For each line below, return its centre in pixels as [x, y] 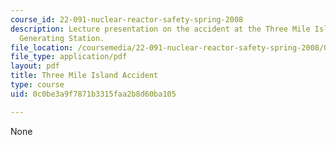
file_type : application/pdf [69, 57]
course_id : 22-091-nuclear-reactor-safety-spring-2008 [127, 19]
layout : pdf [35, 66]
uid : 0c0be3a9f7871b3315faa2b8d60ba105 [93, 94]
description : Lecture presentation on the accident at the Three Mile [160, 29]
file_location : [42, 47]
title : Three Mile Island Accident [84, 76]
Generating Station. [62, 38]
